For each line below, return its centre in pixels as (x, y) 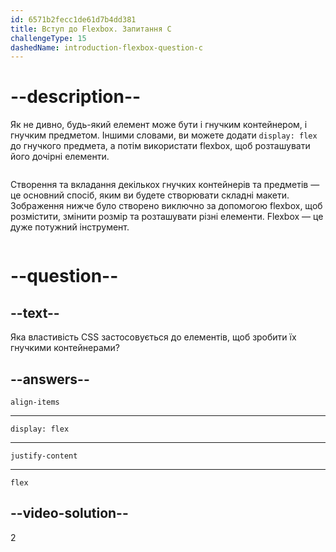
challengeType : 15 (48, 38)
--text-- (35, 312)
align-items (35, 402)
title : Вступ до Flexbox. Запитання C (91, 29)
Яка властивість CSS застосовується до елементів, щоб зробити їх (153, 337)
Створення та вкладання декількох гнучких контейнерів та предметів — (165, 185)
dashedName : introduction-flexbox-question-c (106, 47)
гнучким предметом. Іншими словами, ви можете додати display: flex (164, 135)
